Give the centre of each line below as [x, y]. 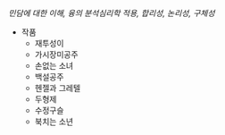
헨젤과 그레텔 [58, 88]
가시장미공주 [56, 55]
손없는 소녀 [54, 66]
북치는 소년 [54, 122]
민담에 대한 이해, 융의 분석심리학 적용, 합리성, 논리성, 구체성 [112, 13]
